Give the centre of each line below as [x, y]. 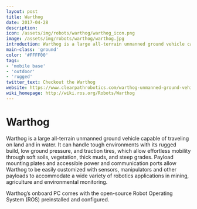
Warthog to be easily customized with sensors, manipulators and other [91, 169]
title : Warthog [25, 17]
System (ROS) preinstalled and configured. [58, 199]
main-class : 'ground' [33, 50]
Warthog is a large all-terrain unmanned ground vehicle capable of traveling [98, 138]
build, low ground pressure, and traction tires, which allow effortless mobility [98, 150]
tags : [13, 60]
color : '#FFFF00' [27, 55]
